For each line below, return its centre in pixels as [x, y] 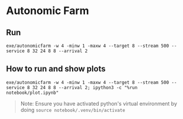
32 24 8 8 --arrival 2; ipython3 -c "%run [85, 87]
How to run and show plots [56, 69]
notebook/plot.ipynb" [33, 93]
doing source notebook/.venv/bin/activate [73, 110]
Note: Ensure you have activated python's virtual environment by [99, 103]
